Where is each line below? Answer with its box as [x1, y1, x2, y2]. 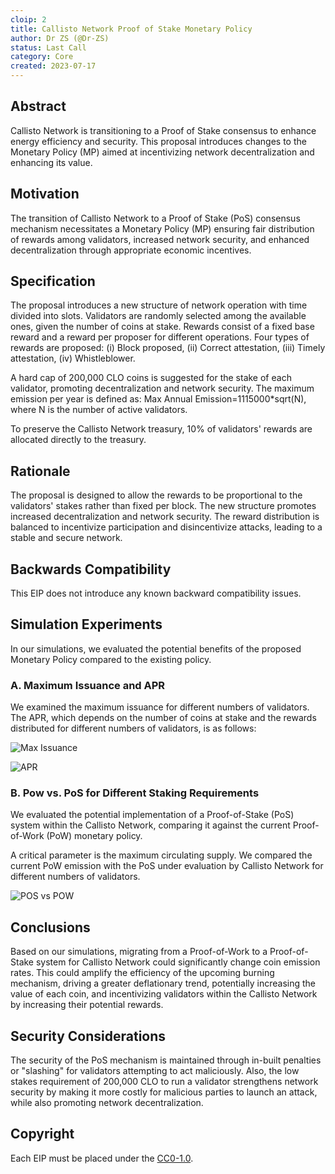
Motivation [10, 186, 80, 203]
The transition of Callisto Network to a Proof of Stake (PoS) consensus [10, 212, 301, 224]
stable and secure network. [10, 532, 123, 544]
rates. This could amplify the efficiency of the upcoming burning [10, 967, 275, 979]
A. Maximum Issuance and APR [10, 678, 166, 692]
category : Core [10, 52, 74, 62]
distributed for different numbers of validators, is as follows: [10, 722, 257, 735]
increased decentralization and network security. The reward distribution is [10, 511, 320, 523]
